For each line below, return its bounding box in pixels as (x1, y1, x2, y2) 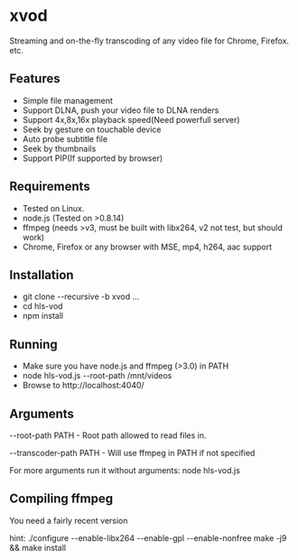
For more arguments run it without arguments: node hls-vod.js (9, 465, 241, 475)
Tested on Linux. (22, 202, 85, 213)
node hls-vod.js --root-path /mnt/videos (22, 370, 172, 381)
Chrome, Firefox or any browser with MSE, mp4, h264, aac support (22, 241, 273, 252)
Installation (9, 267, 74, 283)
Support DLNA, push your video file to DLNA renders (22, 105, 219, 116)
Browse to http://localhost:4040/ (22, 380, 144, 391)
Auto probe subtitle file (22, 133, 108, 145)
